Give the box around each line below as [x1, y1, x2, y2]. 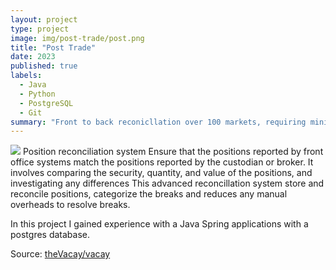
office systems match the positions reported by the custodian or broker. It [10, 156, 314, 168]
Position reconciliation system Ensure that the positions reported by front [22, 146, 324, 158]
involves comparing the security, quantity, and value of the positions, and [10, 167, 313, 179]
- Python [19, 89, 56, 99]
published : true [10, 61, 78, 71]
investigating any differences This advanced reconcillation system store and [10, 177, 325, 190]
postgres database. [10, 229, 91, 241]
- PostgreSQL [19, 98, 74, 108]
